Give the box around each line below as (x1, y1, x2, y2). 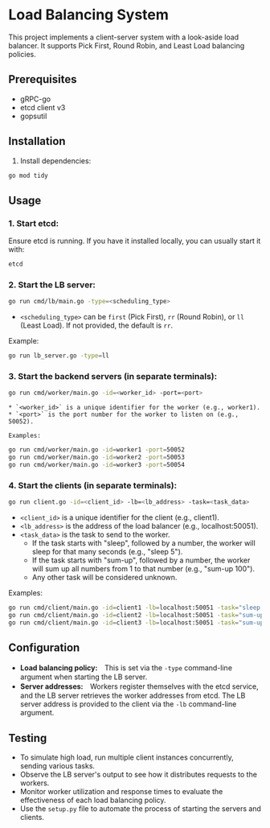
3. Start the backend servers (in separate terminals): (8, 370, 218, 381)
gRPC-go (19, 94, 51, 104)
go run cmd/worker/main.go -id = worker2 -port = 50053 (8, 453, 185, 462)
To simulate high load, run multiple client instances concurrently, (19, 752, 235, 762)
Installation (8, 134, 66, 148)
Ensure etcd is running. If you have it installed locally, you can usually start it (8, 236, 261, 246)
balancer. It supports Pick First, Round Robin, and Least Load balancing (8, 40, 245, 50)
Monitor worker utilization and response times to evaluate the (19, 787, 223, 797)
